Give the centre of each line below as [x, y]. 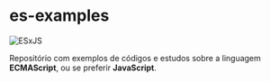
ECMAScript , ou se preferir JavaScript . [83, 68]
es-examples [59, 16]
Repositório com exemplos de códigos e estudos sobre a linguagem [135, 58]
